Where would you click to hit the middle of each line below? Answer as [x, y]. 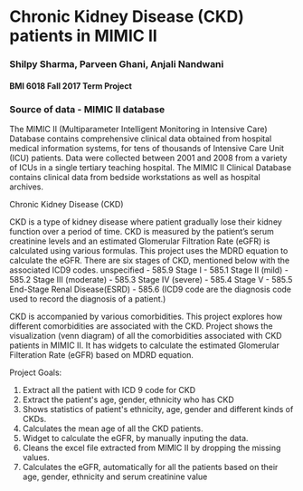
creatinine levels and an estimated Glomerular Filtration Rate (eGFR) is [140, 241]
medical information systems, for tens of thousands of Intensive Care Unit [147, 148]
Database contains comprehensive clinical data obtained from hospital [141, 139]
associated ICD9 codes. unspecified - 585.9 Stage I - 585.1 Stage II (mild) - [149, 270]
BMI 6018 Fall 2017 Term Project [71, 86]
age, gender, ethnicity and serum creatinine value [115, 477]
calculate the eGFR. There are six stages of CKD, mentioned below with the [150, 260]
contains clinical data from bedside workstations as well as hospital [135, 177]
